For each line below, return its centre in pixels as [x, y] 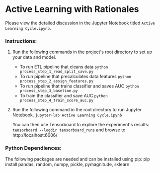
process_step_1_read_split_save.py [56, 72]
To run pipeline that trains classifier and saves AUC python [79, 86]
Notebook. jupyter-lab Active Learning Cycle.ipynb [67, 115]
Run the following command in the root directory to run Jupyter [77, 110]
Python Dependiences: [34, 148]
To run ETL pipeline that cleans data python [64, 67]
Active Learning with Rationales [72, 9]
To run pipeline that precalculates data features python [76, 77]
